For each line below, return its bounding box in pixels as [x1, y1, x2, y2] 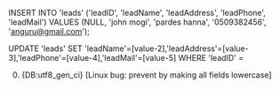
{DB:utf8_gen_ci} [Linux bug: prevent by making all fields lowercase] [20, 70, 272, 80]
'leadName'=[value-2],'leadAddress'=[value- [84, 43, 250, 54]
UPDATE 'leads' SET [8, 43, 84, 54]
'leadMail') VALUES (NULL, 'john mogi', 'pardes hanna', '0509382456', [8, 17, 267, 27]
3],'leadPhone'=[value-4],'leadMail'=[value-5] [8, 53, 177, 63]
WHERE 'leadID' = [178, 53, 244, 63]
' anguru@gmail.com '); [8, 26, 90, 36]
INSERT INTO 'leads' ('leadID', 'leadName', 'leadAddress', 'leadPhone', [8, 8, 266, 18]
